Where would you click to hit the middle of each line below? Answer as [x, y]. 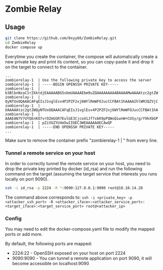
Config [13, 218]
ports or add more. [24, 234]
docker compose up [24, 47]
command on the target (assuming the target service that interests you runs [81, 174]
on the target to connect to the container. [46, 67]
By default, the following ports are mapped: [49, 244]
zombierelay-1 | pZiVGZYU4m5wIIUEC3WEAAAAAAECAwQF [59, 123]
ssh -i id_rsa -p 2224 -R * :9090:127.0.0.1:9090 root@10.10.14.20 [74, 188]
